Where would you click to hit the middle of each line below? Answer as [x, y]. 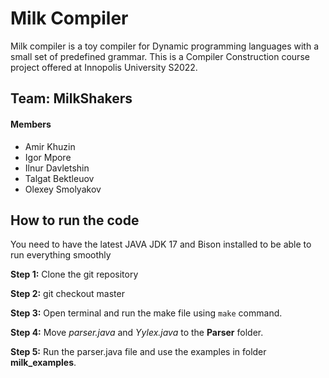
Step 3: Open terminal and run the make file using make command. [146, 313]
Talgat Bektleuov [59, 178]
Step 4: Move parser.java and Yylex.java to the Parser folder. [137, 333]
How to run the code [75, 220]
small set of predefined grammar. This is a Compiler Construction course [160, 56]
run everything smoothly [61, 255]
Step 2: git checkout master [67, 294]
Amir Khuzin [50, 146]
